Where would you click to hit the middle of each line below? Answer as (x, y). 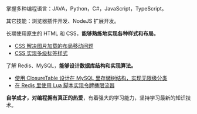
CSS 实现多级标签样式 (41, 53)
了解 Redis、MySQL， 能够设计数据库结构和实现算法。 (71, 65)
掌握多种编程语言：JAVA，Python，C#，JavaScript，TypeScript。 (86, 8)
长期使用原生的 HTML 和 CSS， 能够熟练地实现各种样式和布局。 (83, 33)
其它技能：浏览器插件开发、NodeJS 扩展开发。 (63, 21)
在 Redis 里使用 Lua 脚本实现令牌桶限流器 (64, 85)
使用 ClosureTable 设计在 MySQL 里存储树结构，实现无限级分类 (91, 78)
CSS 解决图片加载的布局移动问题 (54, 46)
